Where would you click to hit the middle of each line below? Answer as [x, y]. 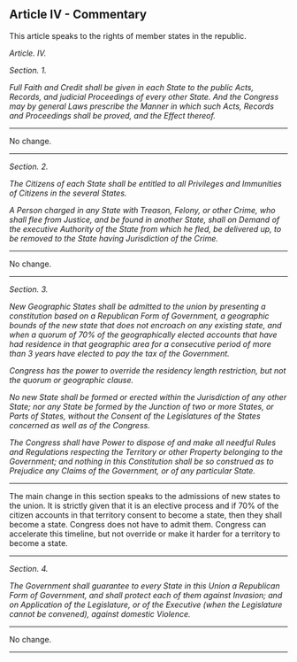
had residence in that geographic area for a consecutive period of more [141, 343]
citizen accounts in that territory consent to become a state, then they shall [146, 515]
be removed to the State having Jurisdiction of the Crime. [114, 238]
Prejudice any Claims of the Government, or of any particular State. [133, 470]
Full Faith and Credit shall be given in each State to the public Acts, [132, 87]
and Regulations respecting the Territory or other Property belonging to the [146, 451]
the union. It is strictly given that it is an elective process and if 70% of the [144, 505]
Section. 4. [29, 568]
